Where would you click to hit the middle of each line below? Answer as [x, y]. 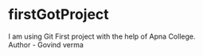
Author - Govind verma [46, 44]
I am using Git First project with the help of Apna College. [102, 36]
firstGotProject [59, 15]
